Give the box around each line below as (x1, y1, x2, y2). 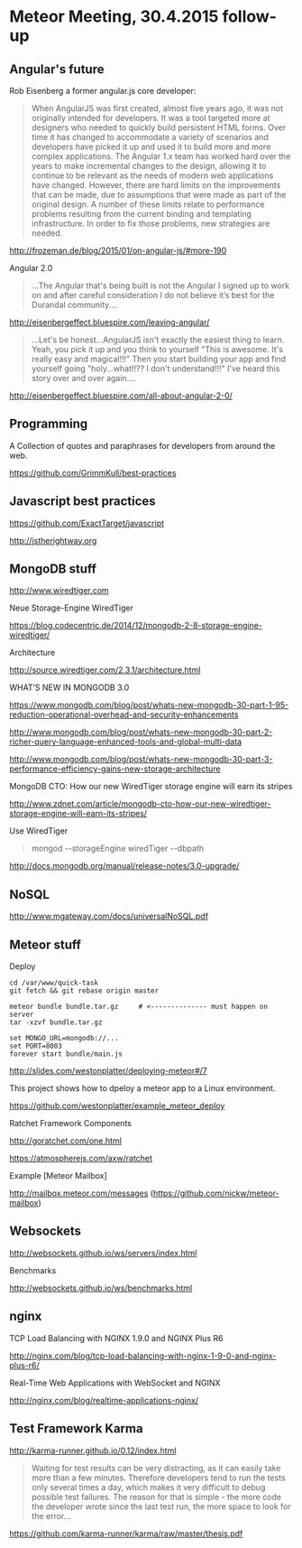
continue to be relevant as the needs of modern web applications (31, 170, 274, 181)
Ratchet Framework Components (9, 1118, 133, 1129)
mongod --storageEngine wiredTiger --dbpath (31, 843, 205, 854)
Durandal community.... (31, 300, 119, 310)
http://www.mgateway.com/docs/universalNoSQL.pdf (9, 910, 209, 922)
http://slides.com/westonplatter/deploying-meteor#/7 (9, 1066, 207, 1077)
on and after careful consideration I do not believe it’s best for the (31, 290, 275, 300)
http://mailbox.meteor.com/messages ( (9, 1188, 154, 1198)
